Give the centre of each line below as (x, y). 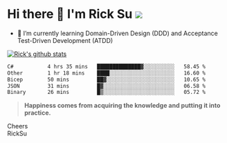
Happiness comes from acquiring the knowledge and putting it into (122, 106)
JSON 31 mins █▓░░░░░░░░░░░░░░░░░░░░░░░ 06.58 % (107, 86)
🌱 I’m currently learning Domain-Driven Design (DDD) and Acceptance (117, 33)
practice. (37, 113)
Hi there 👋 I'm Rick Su (70, 14)
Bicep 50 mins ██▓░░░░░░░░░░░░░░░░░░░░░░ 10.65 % (107, 79)
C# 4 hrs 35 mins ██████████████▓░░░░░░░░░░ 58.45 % (107, 66)
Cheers (18, 126)
